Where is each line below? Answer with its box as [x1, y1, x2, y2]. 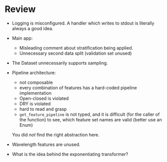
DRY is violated [19, 100, 51, 106]
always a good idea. [11, 25, 53, 31]
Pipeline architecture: [11, 69, 56, 76]
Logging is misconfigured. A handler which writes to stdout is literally [11, 20, 154, 26]
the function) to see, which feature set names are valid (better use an [19, 116, 162, 122]
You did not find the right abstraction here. [11, 131, 99, 137]
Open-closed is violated [19, 95, 69, 101]
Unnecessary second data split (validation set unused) [19, 50, 132, 56]
